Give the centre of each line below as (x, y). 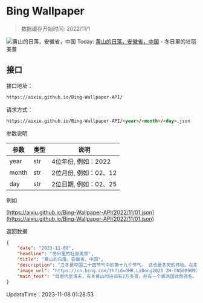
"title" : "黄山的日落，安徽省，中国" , (60, 259)
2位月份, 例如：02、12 (84, 172)
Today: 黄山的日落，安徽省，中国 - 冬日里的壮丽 (137, 41)
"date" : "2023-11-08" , (46, 248)
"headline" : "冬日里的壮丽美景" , (56, 254)
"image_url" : (34, 270)
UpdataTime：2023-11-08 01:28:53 (50, 294)
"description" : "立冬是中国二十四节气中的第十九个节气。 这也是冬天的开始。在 (105, 265)
